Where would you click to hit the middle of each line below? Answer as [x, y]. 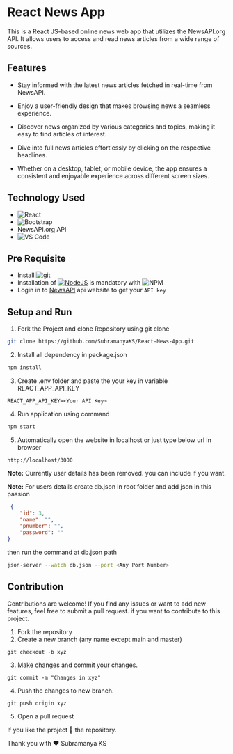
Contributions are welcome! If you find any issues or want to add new [107, 604]
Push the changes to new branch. [65, 691]
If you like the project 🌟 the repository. [62, 730]
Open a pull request [46, 716]
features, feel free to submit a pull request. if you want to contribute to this [114, 611]
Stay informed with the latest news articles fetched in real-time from [115, 85]
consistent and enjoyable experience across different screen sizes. [113, 175]
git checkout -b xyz [37, 652]
